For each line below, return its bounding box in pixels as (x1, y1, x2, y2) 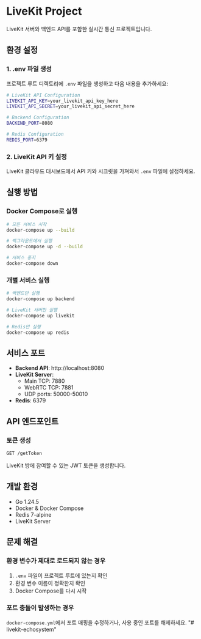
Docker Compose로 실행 (6, 207, 78, 215)
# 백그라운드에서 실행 (6, 238, 52, 244)
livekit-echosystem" (6, 626, 57, 633)
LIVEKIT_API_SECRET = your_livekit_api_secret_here (6, 103, 135, 109)
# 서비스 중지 (6, 255, 36, 261)
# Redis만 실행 (6, 323, 41, 330)
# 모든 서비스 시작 (6, 221, 47, 227)
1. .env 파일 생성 (6, 65, 52, 73)
